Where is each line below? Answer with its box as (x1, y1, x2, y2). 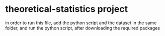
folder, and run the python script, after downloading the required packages (5, 25, 160, 31)
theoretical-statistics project (5, 3, 128, 15)
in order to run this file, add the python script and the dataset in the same (5, 20, 157, 26)
